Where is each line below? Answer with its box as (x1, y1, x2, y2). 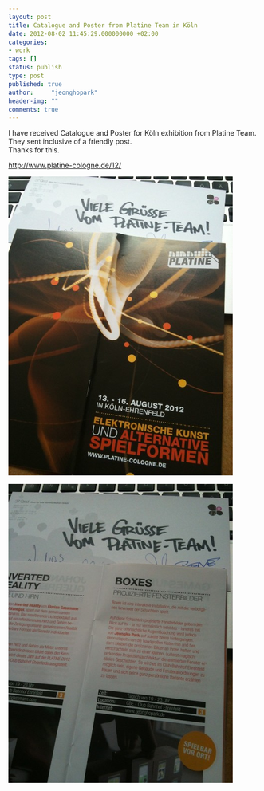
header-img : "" (8, 96, 59, 105)
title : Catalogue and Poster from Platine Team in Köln (8, 21, 198, 30)
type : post (8, 72, 45, 80)
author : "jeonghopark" (8, 89, 98, 96)
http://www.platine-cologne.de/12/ (8, 160, 122, 171)
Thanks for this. (8, 145, 60, 155)
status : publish (8, 64, 62, 72)
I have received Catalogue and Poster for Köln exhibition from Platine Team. (8, 128, 257, 138)
